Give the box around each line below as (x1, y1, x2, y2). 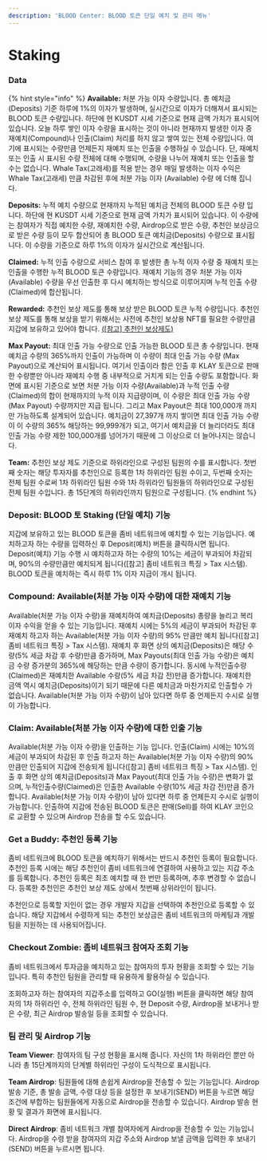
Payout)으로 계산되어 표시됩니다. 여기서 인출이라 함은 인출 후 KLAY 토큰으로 (8, 361, 245, 371)
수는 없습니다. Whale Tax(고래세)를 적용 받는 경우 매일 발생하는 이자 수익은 (8, 164, 241, 173)
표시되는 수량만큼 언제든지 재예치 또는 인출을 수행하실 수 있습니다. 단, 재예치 (22, 144, 259, 153)
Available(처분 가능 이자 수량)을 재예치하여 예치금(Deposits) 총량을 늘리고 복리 (8, 610, 253, 620)
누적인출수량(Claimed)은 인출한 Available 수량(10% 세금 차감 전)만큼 (25, 782, 240, 791)
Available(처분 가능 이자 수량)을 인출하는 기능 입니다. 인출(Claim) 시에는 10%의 (8, 742, 255, 751)
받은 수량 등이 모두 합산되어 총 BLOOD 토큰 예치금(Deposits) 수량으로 (16, 231, 234, 240)
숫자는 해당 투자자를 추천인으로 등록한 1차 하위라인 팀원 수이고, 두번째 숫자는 (16, 468, 253, 477)
